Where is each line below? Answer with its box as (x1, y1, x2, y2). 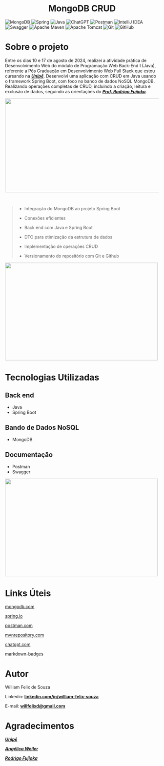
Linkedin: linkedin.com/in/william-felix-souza (5, 694, 99, 700)
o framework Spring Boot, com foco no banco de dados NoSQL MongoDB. (5, 78, 155, 84)
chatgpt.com (5, 642, 31, 647)
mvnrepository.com (5, 632, 44, 638)
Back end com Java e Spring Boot (24, 224, 93, 230)
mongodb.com (5, 604, 35, 610)
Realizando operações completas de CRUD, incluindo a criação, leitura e (5, 83, 151, 89)
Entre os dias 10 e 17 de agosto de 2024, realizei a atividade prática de (5, 57, 147, 63)
